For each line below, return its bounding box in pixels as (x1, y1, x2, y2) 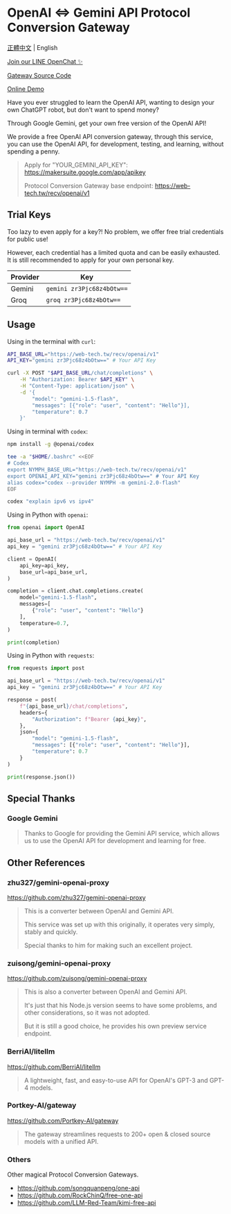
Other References (7, 856, 85, 869)
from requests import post (7, 665, 85, 672)
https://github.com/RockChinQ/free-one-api (17, 1191, 143, 1199)
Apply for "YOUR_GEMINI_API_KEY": (24, 160, 128, 169)
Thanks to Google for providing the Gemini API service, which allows (24, 829, 220, 838)
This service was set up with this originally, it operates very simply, (24, 920, 215, 929)
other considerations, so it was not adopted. (24, 1008, 150, 1017)
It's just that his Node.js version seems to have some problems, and (24, 1001, 217, 1010)
